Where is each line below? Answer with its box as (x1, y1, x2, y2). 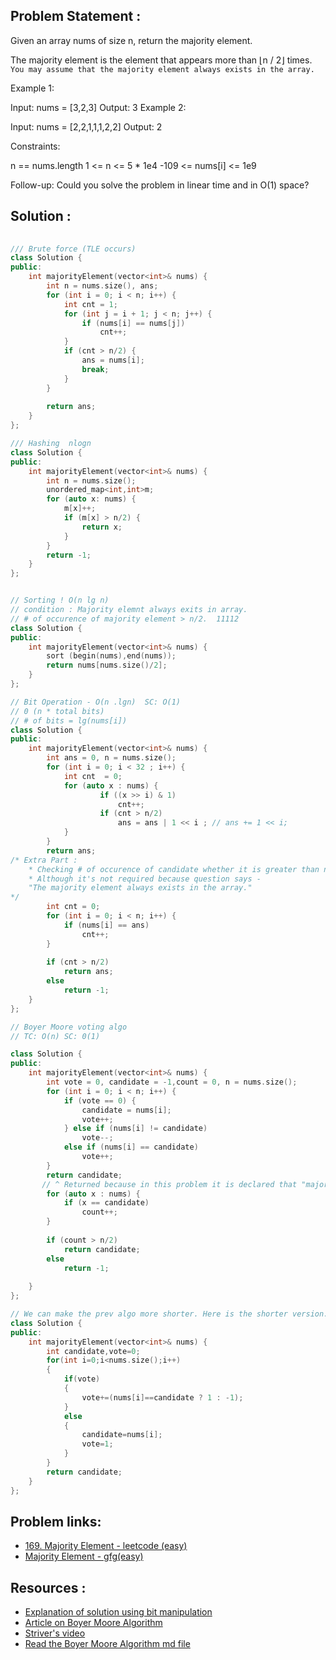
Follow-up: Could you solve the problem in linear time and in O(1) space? (10, 179, 310, 191)
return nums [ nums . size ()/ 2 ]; (46, 660, 168, 671)
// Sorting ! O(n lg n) (10, 595, 110, 606)
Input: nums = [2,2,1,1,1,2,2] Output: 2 (10, 120, 163, 133)
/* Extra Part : (10, 855, 78, 865)
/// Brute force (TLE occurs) (10, 244, 137, 254)
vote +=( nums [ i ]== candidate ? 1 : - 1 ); (81, 1392, 244, 1403)
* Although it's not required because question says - (28, 874, 262, 884)
